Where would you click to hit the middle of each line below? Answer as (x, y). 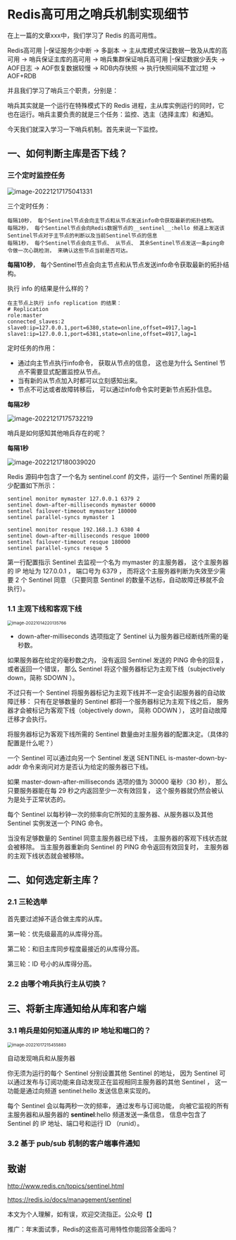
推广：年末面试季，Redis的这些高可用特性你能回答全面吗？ (93, 1229)
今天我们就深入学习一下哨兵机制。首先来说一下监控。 (85, 129)
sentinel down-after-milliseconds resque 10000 (79, 536)
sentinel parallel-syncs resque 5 (58, 548)
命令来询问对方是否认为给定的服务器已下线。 (87, 767)
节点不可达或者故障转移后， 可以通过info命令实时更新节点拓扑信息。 (117, 389)
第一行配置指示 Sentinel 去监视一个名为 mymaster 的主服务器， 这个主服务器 (118, 562)
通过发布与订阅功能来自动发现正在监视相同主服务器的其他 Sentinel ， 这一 (120, 1082)
